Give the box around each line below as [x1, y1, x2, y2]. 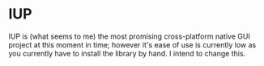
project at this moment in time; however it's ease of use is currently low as [8, 39, 257, 49]
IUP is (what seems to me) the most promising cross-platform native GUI [8, 31, 251, 41]
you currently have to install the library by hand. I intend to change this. [8, 48, 246, 58]
